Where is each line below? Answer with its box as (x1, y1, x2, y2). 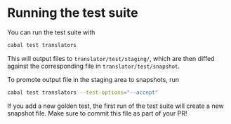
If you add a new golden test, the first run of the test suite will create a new (7, 102, 225, 110)
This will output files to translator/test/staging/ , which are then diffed (7, 54, 215, 62)
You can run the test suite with (7, 28, 95, 36)
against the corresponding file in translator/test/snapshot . (7, 62, 180, 70)
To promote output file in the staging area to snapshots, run (7, 75, 179, 83)
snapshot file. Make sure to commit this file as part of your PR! (7, 109, 187, 117)
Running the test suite (7, 5, 138, 21)
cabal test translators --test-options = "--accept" (7, 89, 159, 96)
